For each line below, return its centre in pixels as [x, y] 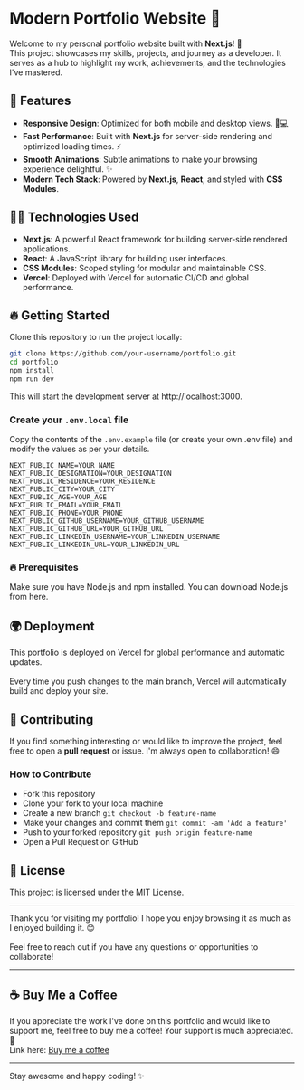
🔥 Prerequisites [44, 567]
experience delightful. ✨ [67, 169]
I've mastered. [36, 72]
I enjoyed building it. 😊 [52, 928]
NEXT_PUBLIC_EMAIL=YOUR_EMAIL [66, 506]
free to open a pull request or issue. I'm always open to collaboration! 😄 [145, 751]
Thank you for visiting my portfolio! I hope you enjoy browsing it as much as [151, 918]
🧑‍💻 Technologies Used [74, 218]
